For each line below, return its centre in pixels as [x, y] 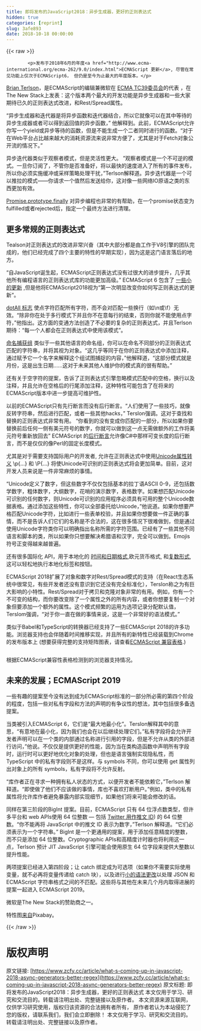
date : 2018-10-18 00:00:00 [40, 34]
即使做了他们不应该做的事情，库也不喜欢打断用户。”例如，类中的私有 [108, 789]
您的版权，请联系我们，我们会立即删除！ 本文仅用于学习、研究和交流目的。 [99, 1014]
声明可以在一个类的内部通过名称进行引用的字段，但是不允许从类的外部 [103, 738]
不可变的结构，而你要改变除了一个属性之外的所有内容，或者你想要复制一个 [98, 599]
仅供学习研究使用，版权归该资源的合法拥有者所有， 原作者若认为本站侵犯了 [99, 1007]
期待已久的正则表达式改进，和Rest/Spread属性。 [66, 103]
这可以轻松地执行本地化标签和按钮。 [51, 563]
